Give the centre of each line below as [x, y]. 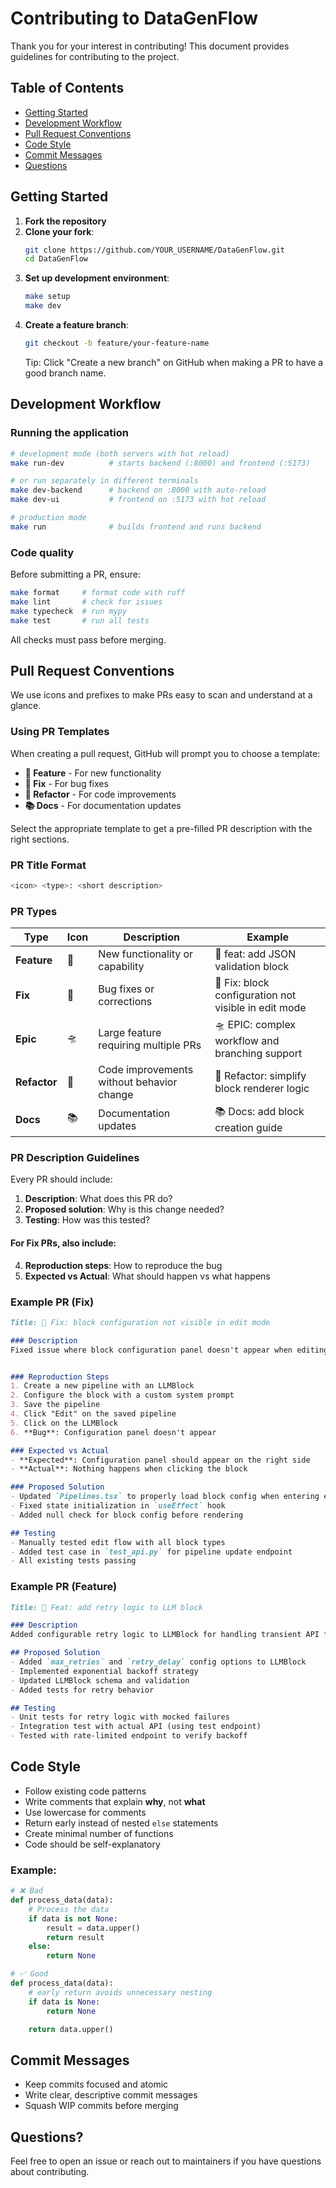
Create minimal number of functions [99, 1833]
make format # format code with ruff [98, 593]
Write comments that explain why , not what [115, 1801]
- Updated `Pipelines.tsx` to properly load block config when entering [165, 1497]
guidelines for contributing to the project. [95, 56]
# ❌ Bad [27, 1891]
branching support [258, 1054]
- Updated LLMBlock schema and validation [100, 1680]
